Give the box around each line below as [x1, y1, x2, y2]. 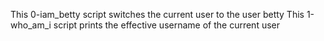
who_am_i [10, 19, 52, 31]
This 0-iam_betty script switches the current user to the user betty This [10, 9, 305, 20]
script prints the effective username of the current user [53, 19, 281, 31]
